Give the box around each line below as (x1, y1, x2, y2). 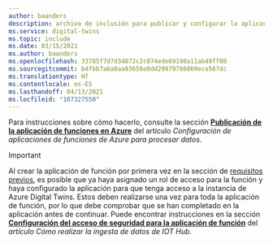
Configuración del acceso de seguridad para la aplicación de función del (8, 218, 258, 228)
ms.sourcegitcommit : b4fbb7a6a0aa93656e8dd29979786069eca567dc (8, 65, 227, 73)
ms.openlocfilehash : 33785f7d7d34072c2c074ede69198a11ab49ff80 (8, 58, 227, 66)
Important (8, 150, 41, 160)
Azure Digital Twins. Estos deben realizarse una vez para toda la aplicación (8, 192, 260, 202)
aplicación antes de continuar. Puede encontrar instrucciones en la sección (8, 209, 261, 220)
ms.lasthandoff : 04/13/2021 (8, 87, 104, 96)
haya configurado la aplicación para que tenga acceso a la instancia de (8, 184, 247, 194)
